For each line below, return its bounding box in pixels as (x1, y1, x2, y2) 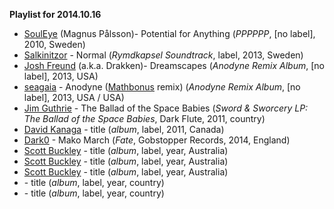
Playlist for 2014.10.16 (9, 9, 102, 20)
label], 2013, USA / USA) (23, 92, 125, 103)
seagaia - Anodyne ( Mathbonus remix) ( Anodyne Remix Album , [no (23, 81, 301, 93)
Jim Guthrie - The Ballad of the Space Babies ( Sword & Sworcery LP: (23, 102, 309, 114)
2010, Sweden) (23, 39, 86, 50)
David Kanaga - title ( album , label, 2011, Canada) (23, 124, 225, 135)
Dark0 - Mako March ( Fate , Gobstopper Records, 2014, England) (23, 134, 291, 146)
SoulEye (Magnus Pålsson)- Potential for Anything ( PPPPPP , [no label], (23, 28, 316, 39)
